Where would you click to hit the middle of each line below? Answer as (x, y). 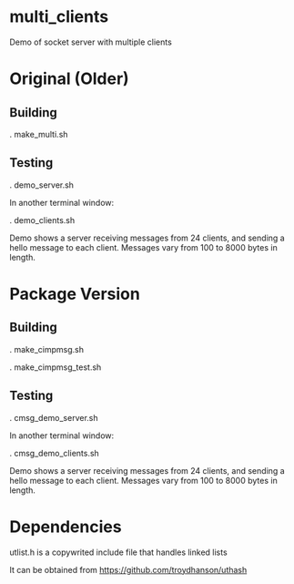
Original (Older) (69, 79)
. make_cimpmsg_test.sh (56, 367)
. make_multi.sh (39, 134)
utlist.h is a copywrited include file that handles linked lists (118, 552)
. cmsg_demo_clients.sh (55, 453)
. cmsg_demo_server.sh (54, 417)
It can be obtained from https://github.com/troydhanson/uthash (128, 569)
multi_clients (59, 17)
